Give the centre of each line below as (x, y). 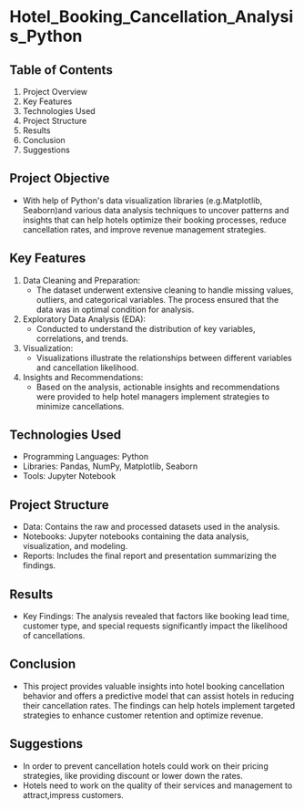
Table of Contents (61, 70)
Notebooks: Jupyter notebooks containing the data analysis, (136, 536)
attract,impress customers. (73, 794)
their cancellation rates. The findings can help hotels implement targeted (159, 705)
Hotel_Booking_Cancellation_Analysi (152, 17)
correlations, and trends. (82, 338)
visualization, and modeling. (75, 546)
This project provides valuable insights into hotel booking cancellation (153, 686)
